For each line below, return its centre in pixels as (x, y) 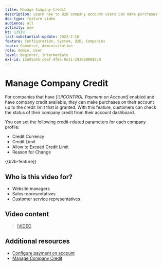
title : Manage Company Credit (36, 9)
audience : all (19, 23)
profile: (12, 127)
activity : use (19, 28)
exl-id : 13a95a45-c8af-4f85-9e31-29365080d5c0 (53, 59)
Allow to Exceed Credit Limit (40, 147)
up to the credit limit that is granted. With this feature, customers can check (81, 107)
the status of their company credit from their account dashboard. (70, 113)
